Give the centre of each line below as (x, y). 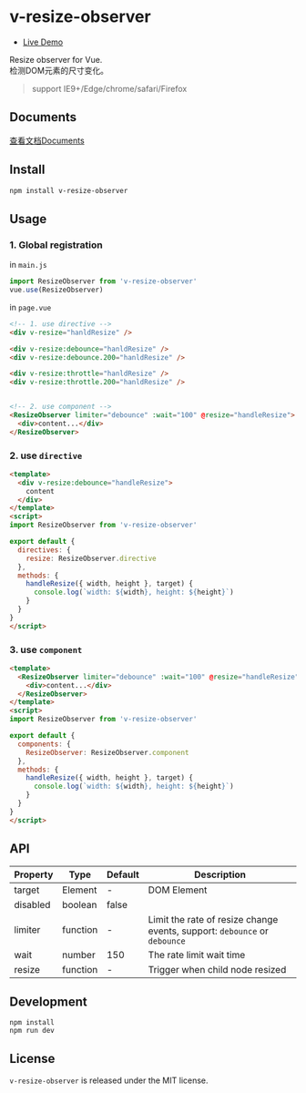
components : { (44, 744)
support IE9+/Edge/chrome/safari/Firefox (109, 88)
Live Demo (43, 42)
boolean (80, 904)
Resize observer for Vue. (56, 59)
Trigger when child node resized (217, 969)
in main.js (28, 265)
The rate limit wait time (197, 955)
